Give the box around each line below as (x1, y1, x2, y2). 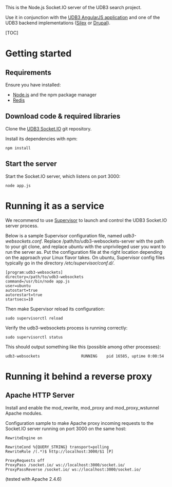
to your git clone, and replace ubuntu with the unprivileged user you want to (5, 243, 166, 250)
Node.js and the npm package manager (12, 92, 97, 98)
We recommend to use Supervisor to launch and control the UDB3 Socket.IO (5, 217, 167, 223)
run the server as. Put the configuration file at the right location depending (5, 249, 163, 255)
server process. (5, 222, 39, 229)
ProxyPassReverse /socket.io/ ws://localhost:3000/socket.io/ (5, 467, 141, 472)
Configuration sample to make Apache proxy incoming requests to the (5, 420, 154, 426)
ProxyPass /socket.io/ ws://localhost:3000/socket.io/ (5, 462, 125, 467)
